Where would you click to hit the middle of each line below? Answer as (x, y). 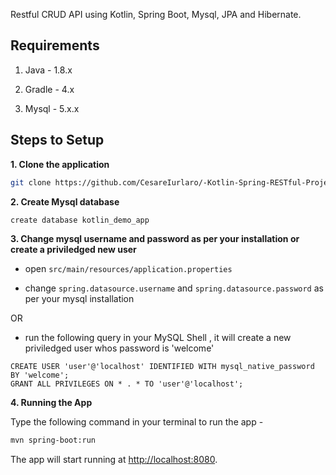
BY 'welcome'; (40, 375)
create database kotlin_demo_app (80, 220)
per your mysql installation (79, 299)
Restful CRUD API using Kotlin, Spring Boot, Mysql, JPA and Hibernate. (156, 14)
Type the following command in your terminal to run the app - (137, 422)
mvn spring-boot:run (53, 440)
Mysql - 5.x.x (52, 108)
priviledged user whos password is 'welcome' (119, 348)
